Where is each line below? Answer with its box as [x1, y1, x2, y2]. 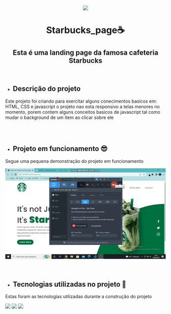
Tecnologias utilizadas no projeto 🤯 [12, 280, 127, 288]
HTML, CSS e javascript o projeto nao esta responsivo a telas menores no [5, 103, 160, 109]
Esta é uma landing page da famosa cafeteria [12, 48, 159, 57]
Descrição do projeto [12, 84, 81, 93]
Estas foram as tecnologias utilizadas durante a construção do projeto [5, 294, 152, 300]
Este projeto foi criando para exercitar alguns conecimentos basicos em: [5, 98, 157, 104]
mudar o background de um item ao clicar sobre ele [5, 114, 114, 120]
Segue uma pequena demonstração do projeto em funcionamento [5, 158, 144, 164]
